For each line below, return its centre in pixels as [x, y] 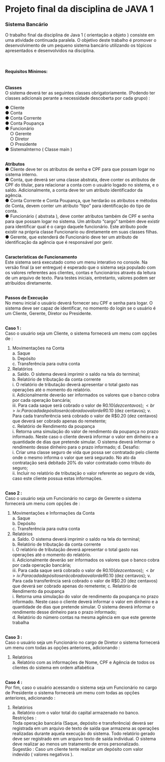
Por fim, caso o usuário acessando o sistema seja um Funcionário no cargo [81, 687]
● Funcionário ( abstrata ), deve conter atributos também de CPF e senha [80, 216]
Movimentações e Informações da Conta [53, 513]
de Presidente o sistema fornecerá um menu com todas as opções [72, 692]
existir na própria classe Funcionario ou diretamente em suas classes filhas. [82, 232]
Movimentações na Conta [38, 348]
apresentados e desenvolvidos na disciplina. [50, 51]
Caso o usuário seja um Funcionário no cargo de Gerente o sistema [73, 498]
